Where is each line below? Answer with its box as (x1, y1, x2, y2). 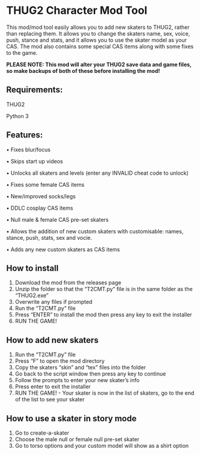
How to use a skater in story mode (6, 413, 137, 424)
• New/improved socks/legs (6, 192, 76, 199)
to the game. (6, 49, 38, 56)
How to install (6, 263, 59, 273)
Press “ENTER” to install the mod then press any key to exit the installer (14, 311, 192, 318)
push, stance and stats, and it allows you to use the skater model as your (6, 36, 187, 43)
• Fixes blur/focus (6, 146, 51, 153)
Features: (6, 130, 43, 140)
